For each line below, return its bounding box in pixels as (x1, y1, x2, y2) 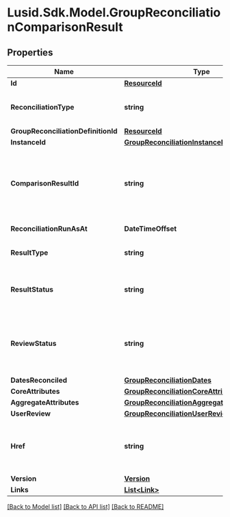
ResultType (10, 248, 49, 257)
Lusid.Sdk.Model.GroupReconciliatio (7, 5, 221, 21)
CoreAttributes (10, 387, 60, 396)
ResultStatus (10, 285, 53, 294)
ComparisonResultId (10, 179, 79, 188)
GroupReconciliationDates (124, 375, 212, 385)
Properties (7, 47, 53, 58)
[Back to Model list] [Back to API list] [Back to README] (7, 503, 164, 511)
